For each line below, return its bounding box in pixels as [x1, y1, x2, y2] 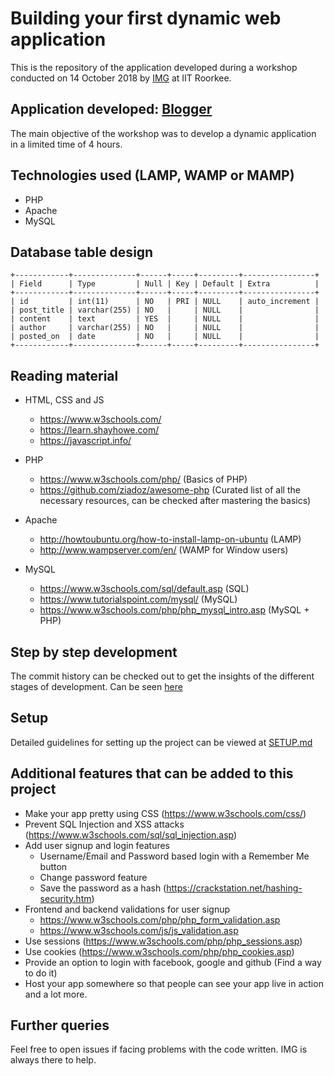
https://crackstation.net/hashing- [166, 882, 303, 894]
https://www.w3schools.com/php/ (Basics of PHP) [39, 473, 248, 486]
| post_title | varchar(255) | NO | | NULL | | [10, 305, 320, 316]
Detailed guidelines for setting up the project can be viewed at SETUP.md [10, 736, 313, 748]
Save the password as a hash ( [39, 882, 167, 894]
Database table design [10, 243, 154, 261]
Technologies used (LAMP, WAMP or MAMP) [10, 167, 295, 184]
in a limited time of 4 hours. [10, 138, 123, 150]
